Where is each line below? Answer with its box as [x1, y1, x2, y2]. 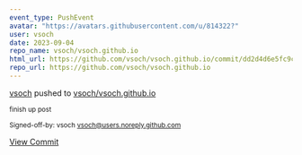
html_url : [9, 55, 47, 64]
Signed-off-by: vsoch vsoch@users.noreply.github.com [9, 120, 182, 130]
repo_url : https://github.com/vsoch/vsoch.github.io [9, 64, 211, 73]
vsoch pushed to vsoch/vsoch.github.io [9, 87, 156, 99]
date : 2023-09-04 [9, 38, 75, 47]
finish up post [9, 105, 52, 114]
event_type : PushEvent [9, 13, 94, 22]
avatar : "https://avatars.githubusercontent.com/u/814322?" [9, 22, 240, 30]
